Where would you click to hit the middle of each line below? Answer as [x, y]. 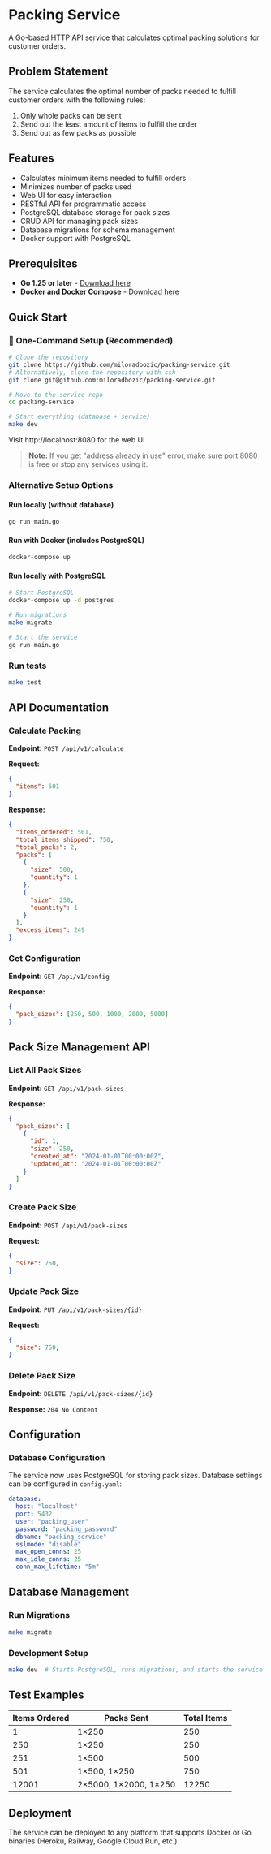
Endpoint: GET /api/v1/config [59, 977]
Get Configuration [45, 958]
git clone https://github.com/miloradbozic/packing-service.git [119, 364]
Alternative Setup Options [61, 485]
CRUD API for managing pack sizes [79, 221]
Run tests [28, 666]
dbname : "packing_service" [61, 1537]
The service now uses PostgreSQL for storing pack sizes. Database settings [135, 1476]
